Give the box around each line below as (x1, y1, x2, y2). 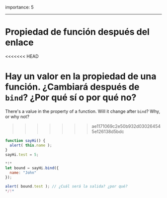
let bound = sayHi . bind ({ (5, 166, 59, 171)
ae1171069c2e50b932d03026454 (91, 123, 161, 129)
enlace (5, 37, 34, 48)
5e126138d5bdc (91, 128, 124, 134)
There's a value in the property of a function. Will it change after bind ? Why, (5, 108, 161, 114)
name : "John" (9, 170, 37, 176)
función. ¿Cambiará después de (5, 82, 140, 93)
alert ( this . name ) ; (9, 143, 52, 148)
